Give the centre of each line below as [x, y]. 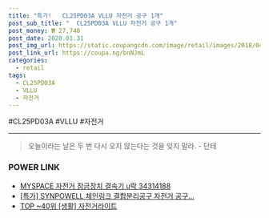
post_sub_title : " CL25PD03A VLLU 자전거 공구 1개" [93, 23]
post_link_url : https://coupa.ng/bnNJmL [77, 53]
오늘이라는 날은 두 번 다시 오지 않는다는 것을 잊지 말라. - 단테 [122, 146]
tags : [17, 75]
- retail [30, 68]
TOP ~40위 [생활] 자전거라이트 [68, 206]
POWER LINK [34, 168]
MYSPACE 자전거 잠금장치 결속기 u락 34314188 [95, 186]
